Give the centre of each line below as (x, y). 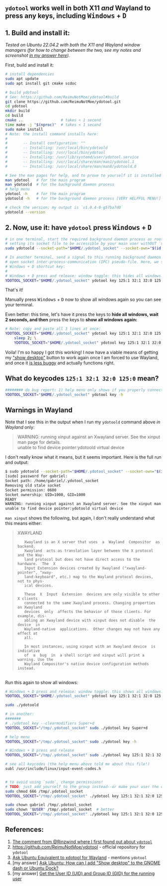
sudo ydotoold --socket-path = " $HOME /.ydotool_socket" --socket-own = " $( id (83, 248)
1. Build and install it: (38, 33)
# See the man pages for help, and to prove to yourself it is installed (83, 175)
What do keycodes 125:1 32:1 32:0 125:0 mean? (82, 378)
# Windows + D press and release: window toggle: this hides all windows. (84, 276)
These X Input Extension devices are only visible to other (92, 594)
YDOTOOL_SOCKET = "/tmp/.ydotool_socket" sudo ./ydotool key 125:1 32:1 (80, 755)
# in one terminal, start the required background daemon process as (79, 239)
